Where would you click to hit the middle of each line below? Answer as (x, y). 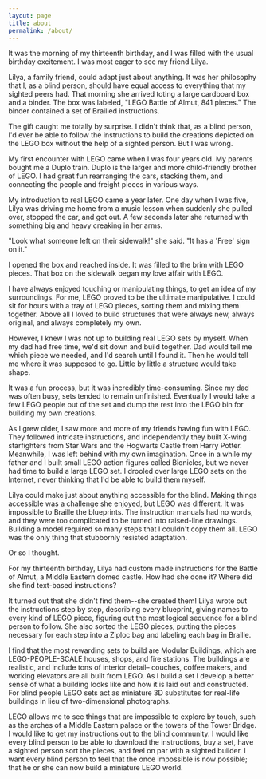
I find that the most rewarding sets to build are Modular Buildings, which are (133, 650)
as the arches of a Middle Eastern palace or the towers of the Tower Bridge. (133, 725)
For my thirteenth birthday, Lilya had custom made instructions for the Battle (133, 569)
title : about (30, 23)
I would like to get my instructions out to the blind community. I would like (129, 734)
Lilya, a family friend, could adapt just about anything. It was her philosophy (133, 78)
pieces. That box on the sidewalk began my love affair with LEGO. (116, 273)
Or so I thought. (34, 553)
